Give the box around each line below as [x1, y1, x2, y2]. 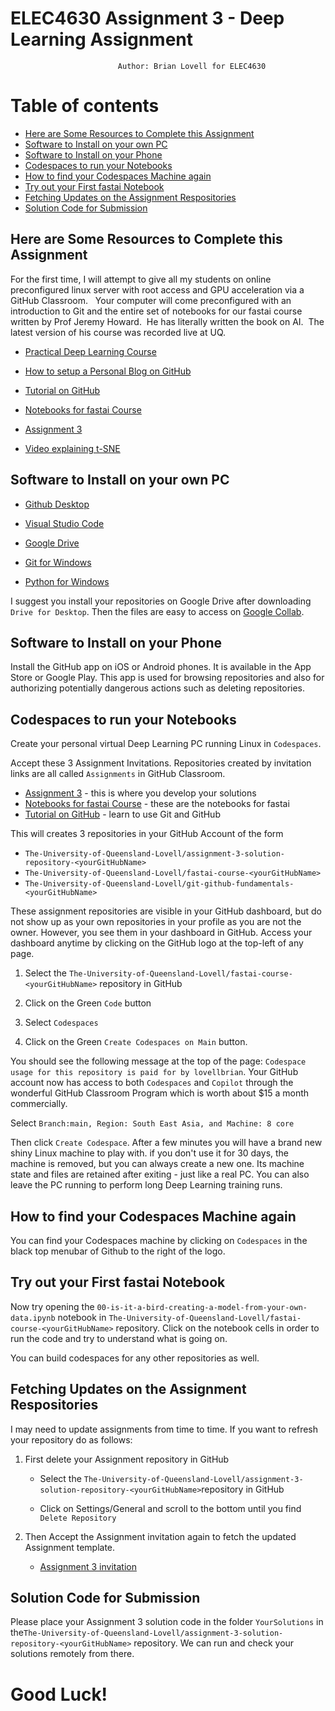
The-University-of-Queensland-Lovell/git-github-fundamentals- [24, 879, 295, 889]
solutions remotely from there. [10, 1648, 135, 1660]
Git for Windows [24, 556, 92, 568]
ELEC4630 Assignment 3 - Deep [10, 7, 285, 30]
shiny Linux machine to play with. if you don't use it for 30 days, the [10, 1147, 290, 1159]
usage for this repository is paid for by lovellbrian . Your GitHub [10, 1066, 299, 1078]
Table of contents [10, 95, 160, 117]
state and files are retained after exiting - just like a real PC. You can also [10, 1168, 310, 1181]
